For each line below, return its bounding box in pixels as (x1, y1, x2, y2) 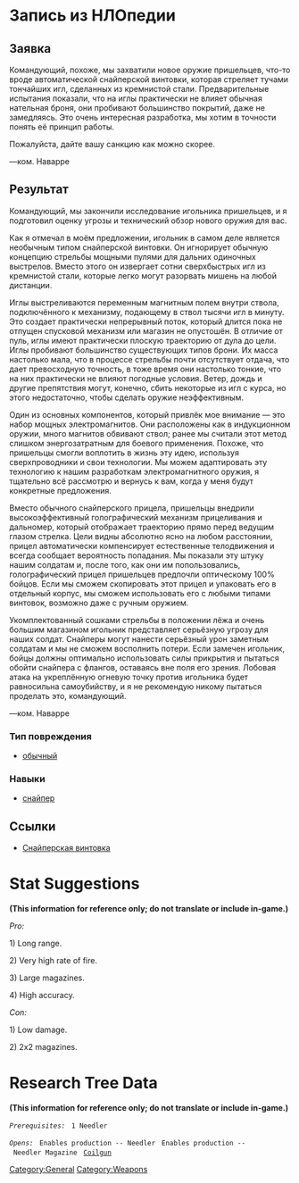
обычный (21, 751, 58, 762)
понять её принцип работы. (9, 121, 114, 132)
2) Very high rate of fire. (9, 955, 98, 966)
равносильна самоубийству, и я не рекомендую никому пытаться (9, 680, 262, 692)
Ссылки (9, 819, 56, 834)
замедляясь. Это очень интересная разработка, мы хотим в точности (9, 112, 277, 122)
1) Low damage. (9, 1024, 68, 1036)
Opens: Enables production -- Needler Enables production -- (9, 1139, 246, 1148)
